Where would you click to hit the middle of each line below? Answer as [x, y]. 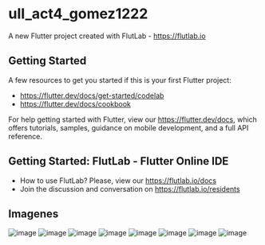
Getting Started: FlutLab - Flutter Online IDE [119, 161]
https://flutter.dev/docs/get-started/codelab [92, 95]
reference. [25, 136]
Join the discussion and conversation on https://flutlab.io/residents [130, 189]
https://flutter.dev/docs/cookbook [75, 103]
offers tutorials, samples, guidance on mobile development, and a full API [129, 127]
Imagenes [34, 214]
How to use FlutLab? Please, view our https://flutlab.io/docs [118, 181]
